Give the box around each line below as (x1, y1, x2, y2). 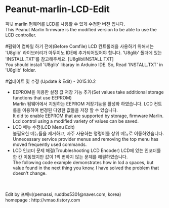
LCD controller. (5, 32, 36, 38)
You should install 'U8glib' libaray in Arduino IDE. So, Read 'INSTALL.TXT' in (5, 62, 163, 68)
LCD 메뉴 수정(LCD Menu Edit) (12, 124, 75, 130)
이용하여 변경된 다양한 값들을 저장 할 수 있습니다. (22, 107, 118, 113)
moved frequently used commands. (12, 141, 87, 147)
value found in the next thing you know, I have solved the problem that (12, 165, 159, 171)
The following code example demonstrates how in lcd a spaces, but (12, 159, 154, 165)
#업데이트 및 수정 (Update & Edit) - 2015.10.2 (5, 78, 96, 84)
